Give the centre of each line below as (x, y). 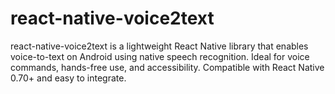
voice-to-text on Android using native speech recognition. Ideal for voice (160, 56)
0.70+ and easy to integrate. (68, 78)
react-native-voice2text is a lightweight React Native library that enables (159, 46)
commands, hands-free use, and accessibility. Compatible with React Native (167, 67)
